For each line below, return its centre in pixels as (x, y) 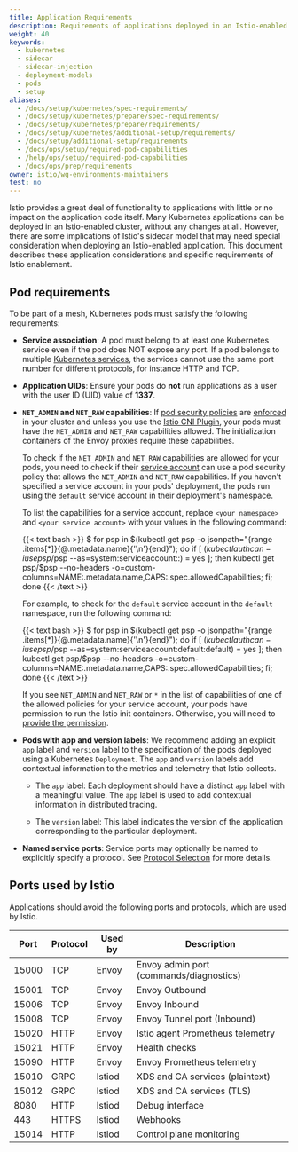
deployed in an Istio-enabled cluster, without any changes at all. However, (144, 226)
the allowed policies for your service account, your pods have (135, 704)
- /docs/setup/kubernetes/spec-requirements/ (103, 108)
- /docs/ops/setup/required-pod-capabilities (103, 149)
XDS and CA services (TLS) (194, 1091)
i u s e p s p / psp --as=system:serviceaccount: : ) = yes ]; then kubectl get (148, 558)
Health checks (166, 1047)
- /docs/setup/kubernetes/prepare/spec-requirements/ (118, 116)
